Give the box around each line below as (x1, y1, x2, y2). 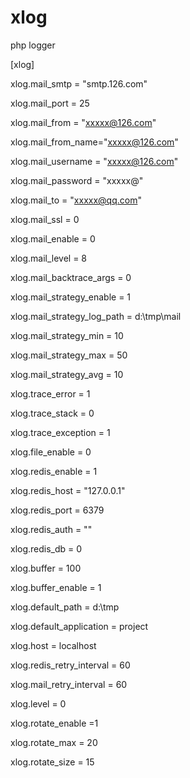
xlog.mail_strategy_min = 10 (10, 329, 124, 341)
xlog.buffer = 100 (10, 562, 82, 574)
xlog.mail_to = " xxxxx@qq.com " (10, 194, 142, 206)
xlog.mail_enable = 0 (10, 232, 96, 245)
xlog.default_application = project (10, 620, 149, 632)
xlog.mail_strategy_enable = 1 (10, 291, 132, 303)
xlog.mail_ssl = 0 (10, 213, 80, 225)
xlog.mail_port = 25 (10, 97, 90, 109)
